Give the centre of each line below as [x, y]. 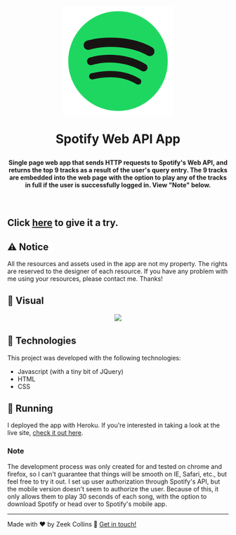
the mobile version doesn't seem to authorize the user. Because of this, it [113, 489]
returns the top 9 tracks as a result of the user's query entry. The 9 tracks [118, 170]
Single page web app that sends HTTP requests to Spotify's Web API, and [118, 163]
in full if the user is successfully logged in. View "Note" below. [118, 185]
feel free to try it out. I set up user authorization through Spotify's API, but [114, 481]
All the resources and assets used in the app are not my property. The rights [118, 264]
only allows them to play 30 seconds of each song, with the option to [107, 496]
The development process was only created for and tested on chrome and [115, 466]
